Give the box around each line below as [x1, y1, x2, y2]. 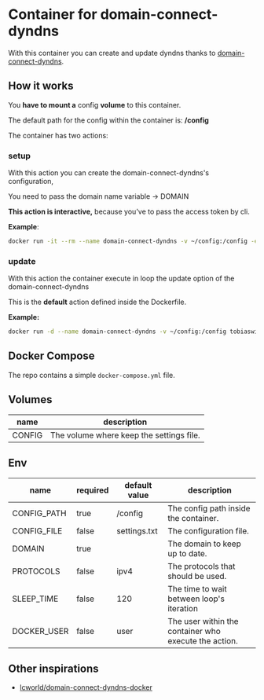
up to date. [167, 548, 207, 559]
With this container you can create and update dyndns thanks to [8, 48, 216, 57]
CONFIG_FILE [12, 525, 63, 536]
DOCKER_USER [12, 625, 69, 636]
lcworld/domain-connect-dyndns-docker [19, 683, 153, 692]
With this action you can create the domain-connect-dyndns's [8, 168, 210, 178]
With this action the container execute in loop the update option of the [8, 273, 235, 284]
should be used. [167, 570, 227, 581]
